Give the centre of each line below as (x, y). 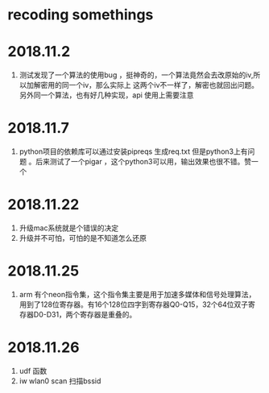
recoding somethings (81, 15)
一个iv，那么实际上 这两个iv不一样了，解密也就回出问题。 (164, 85)
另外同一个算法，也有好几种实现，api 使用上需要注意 (106, 95)
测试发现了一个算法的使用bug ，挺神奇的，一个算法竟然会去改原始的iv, (136, 75)
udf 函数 (33, 370)
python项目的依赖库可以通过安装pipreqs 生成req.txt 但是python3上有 (133, 151)
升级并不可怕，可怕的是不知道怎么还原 (83, 238)
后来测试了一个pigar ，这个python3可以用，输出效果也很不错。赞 (143, 162)
